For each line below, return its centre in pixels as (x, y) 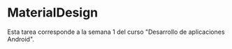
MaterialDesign (53, 13)
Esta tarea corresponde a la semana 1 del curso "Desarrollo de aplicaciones (116, 32)
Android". (21, 39)
